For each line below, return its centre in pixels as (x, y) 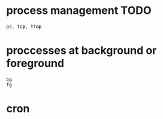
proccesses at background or (81, 50)
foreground (35, 63)
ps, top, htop (24, 27)
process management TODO (79, 11)
